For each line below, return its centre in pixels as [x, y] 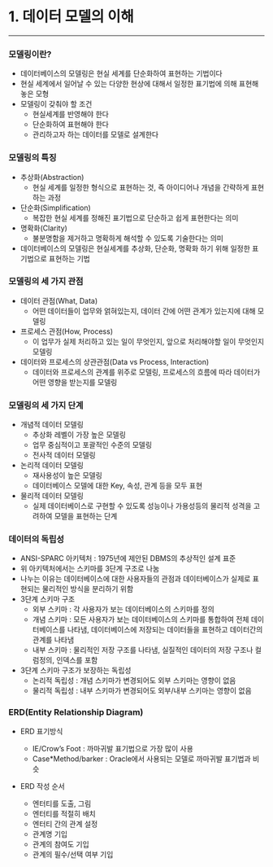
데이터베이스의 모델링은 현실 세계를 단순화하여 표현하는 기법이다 [121, 73]
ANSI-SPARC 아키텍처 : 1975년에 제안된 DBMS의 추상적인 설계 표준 [128, 558]
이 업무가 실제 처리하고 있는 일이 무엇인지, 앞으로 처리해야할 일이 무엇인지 [148, 341]
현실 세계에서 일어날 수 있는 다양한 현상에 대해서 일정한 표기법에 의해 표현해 [139, 84]
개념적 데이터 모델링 [52, 425]
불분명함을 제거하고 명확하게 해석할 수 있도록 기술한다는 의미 [128, 238]
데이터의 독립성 [37, 540]
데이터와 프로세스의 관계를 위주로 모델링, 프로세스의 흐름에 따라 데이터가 [146, 372]
